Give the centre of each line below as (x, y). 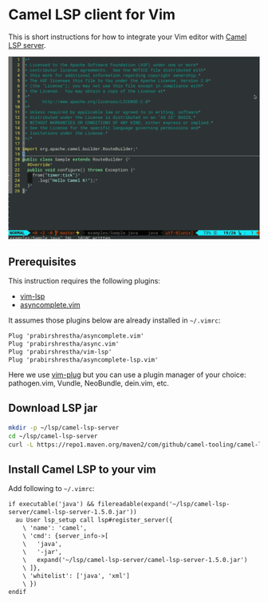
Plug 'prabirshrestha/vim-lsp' (60, 352)
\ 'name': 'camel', (55, 529)
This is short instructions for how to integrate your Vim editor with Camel (128, 37)
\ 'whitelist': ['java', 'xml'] (76, 576)
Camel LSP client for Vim (92, 15)
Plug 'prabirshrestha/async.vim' (64, 344)
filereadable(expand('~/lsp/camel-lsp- (163, 505)
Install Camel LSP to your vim (82, 469)
